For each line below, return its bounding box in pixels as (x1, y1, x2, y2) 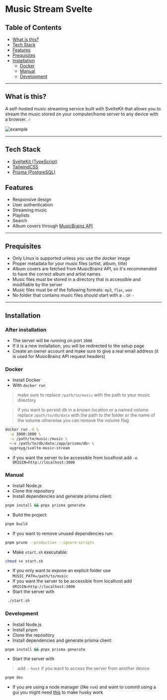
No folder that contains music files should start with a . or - (12, 292, 134, 298)
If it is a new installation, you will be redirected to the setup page (12, 343, 145, 349)
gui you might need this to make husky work (12, 690, 103, 696)
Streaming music (12, 207, 47, 213)
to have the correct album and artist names (12, 271, 101, 277)
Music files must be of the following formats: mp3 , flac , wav (12, 287, 133, 293)
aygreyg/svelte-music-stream (9, 445, 70, 450)
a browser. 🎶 (5, 116, 31, 122)
